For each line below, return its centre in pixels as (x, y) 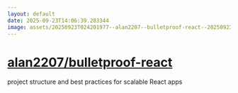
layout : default (31, 14)
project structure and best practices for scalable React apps (95, 82)
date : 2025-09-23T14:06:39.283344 (58, 21)
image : (17, 27)
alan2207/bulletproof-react (90, 62)
